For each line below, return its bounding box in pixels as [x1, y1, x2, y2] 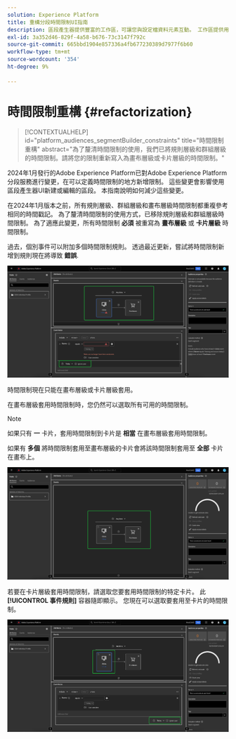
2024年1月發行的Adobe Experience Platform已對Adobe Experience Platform [7, 169, 227, 177]
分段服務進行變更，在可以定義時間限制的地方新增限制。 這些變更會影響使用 [7, 177, 225, 185]
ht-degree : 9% [7, 63, 49, 70]
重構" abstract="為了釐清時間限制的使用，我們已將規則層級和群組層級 [24, 145, 227, 153]
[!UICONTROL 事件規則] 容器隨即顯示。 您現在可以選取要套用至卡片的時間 [7, 596, 222, 604]
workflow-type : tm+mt [7, 48, 71, 55]
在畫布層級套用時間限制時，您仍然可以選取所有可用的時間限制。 [7, 400, 192, 409]
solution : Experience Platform [7, 11, 99, 18]
